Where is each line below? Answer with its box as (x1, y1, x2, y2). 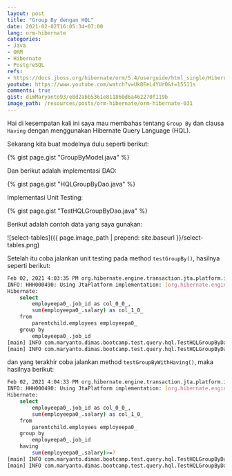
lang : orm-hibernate (7, 29, 67, 37)
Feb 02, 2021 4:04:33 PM (7, 379, 79, 385)
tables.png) (7, 240, 40, 249)
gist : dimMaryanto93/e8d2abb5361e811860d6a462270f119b (7, 94, 168, 101)
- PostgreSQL (7, 61, 45, 68)
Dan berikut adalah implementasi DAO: (7, 166, 117, 175)
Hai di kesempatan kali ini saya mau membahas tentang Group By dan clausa (7, 119, 224, 127)
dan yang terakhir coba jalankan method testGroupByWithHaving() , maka (7, 358, 214, 366)
